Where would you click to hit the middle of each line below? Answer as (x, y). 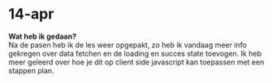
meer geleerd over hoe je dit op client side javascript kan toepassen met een (136, 62)
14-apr (31, 14)
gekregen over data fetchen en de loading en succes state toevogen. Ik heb (135, 53)
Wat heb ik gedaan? (43, 36)
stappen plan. (31, 70)
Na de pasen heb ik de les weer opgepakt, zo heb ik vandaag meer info (128, 44)
